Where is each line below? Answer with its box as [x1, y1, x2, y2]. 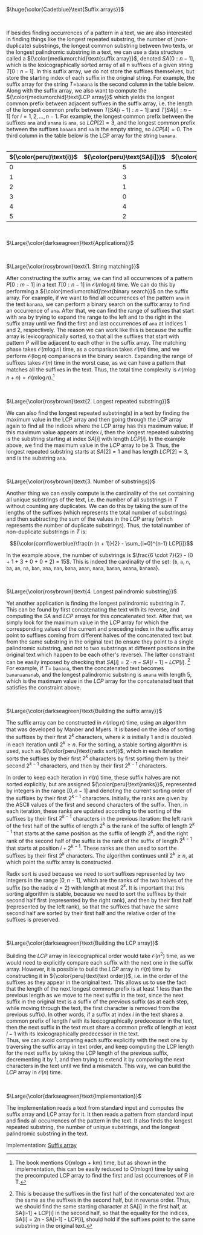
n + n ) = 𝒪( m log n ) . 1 [6, 373, 55, 381]
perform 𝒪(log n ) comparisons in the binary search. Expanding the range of [6, 353, 193, 359]
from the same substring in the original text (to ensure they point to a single [6, 638, 194, 645]
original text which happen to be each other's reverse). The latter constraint [6, 651, 195, 658]
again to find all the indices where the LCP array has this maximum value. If [6, 422, 193, 429]
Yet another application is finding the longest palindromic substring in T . [6, 599, 185, 607]
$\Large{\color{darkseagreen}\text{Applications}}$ [6, 240, 134, 246]
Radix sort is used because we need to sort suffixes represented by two [6, 870, 185, 877]
